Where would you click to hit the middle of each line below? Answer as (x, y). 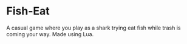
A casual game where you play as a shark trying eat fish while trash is (93, 28)
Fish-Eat (28, 11)
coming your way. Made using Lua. (50, 34)
